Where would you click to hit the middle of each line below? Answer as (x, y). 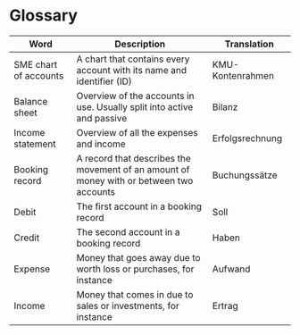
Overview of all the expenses (137, 132)
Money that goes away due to (138, 257)
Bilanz (225, 106)
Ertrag (225, 306)
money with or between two (135, 180)
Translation (249, 44)
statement (35, 144)
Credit (27, 238)
